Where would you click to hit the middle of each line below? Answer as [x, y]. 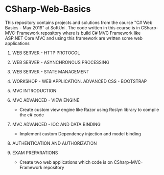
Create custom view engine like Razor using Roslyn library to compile [89, 109]
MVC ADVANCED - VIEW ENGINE [46, 100]
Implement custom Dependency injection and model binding [80, 133]
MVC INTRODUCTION [34, 90]
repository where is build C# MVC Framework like [91, 33]
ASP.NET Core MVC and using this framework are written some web [74, 38]
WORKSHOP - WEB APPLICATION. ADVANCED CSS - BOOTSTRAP [80, 81]
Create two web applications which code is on [66, 162]
